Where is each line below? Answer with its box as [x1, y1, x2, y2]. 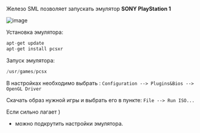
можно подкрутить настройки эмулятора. [14, 120, 123, 127]
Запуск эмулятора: [6, 57, 55, 64]
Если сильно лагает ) [6, 108, 61, 115]
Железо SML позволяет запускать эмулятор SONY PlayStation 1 [6, 5, 172, 12]
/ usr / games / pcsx [6, 68, 47, 74]
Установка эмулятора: [6, 28, 63, 36]
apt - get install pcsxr [6, 45, 63, 52]
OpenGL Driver [6, 86, 42, 92]
